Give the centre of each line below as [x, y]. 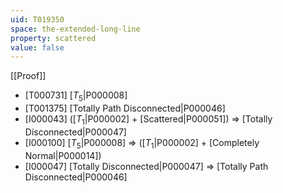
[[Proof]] [28, 76]
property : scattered [53, 38]
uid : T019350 [37, 19]
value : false [37, 47]
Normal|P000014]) [63, 155]
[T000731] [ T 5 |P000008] [76, 96]
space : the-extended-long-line [75, 29]
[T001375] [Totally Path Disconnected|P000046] [125, 108]
